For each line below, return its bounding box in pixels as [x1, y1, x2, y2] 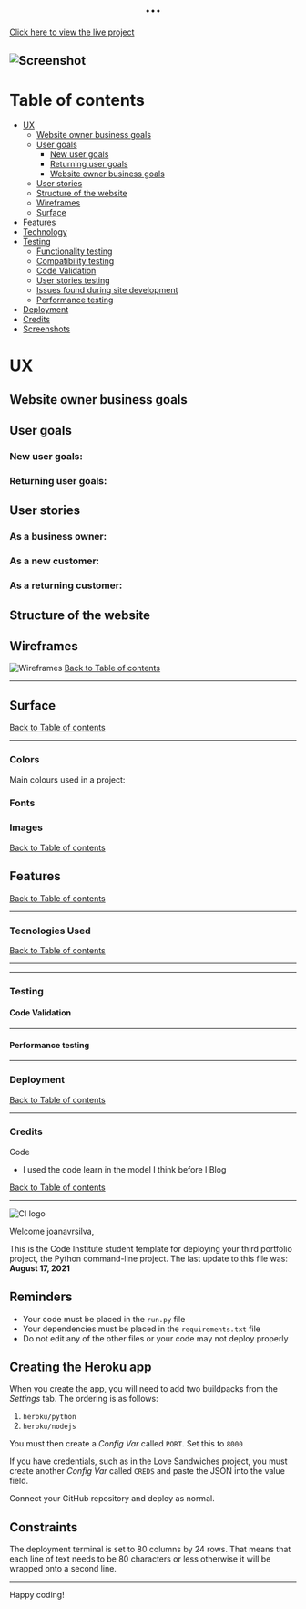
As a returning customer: [9, 579, 123, 592]
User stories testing [36, 275, 111, 286]
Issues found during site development [36, 285, 178, 296]
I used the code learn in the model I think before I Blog [22, 1163, 227, 1174]
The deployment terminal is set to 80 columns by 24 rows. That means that [9, 1544, 291, 1555]
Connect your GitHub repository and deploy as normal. [9, 1493, 216, 1504]
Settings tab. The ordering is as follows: [9, 1393, 158, 1404]
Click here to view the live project [9, 26, 135, 37]
